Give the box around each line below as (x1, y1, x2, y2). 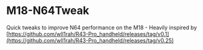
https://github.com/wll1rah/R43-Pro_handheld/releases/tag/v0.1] (8, 30, 170, 37)
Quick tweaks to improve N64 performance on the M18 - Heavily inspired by (6, 24, 198, 31)
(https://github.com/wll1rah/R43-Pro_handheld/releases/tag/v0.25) (6, 37, 174, 44)
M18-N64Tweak (6, 4, 89, 18)
